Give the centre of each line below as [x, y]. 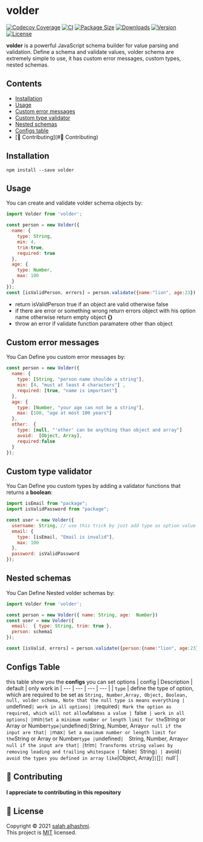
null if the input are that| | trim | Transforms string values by [90, 745]
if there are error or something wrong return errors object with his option [105, 311]
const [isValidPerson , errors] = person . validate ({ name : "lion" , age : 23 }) [101, 292]
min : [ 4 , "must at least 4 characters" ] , [71, 385]
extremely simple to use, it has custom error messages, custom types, [94, 58]
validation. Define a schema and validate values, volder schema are [90, 51]
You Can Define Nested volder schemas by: [60, 593]
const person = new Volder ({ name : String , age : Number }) [82, 615]
